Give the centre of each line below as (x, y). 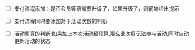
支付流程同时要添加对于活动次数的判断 (60, 21)
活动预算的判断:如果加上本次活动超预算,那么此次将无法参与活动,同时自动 (101, 34)
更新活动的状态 (32, 41)
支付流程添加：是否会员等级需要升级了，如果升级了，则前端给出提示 (97, 9)
